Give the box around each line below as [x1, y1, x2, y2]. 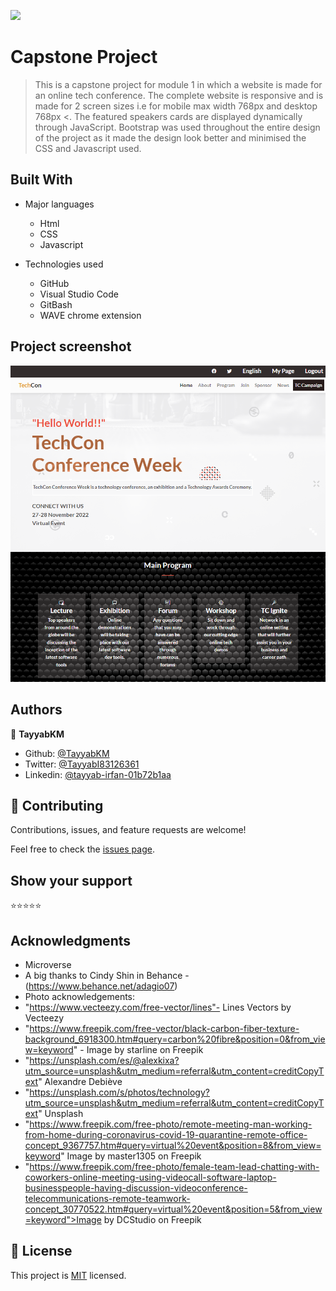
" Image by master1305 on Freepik [60, 1150, 202, 1162]
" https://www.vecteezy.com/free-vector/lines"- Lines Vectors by [24, 1001, 292, 1014]
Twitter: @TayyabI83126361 [24, 758, 140, 770]
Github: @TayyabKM [24, 747, 110, 759]
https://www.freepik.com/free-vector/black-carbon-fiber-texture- [29, 1023, 300, 1035]
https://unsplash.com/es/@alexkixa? [29, 1055, 180, 1067]
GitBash [39, 298, 73, 310]
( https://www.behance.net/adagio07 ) [24, 980, 178, 992]
